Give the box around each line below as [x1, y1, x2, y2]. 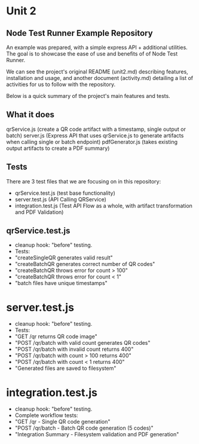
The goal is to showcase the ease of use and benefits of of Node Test [6, 50, 178, 57]
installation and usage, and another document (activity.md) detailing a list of [6, 75, 194, 81]
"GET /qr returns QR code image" [14, 333, 97, 340]
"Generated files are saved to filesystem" [14, 365, 117, 372]
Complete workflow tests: [14, 412, 79, 419]
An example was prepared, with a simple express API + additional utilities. [6, 44, 188, 51]
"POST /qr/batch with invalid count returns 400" [14, 345, 134, 353]
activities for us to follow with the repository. [6, 81, 115, 88]
